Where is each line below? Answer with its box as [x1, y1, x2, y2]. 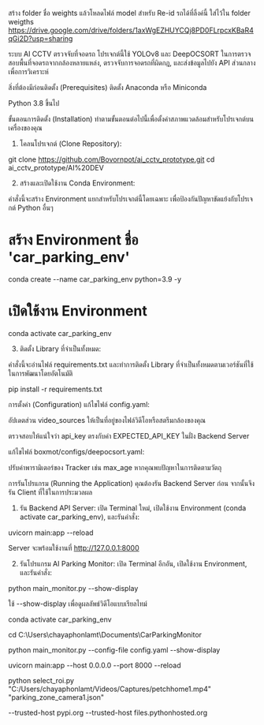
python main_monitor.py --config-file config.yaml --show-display [8, 645, 221, 655]
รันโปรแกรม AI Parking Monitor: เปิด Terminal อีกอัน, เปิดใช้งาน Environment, [19, 559, 247, 568]
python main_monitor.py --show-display [8, 583, 139, 592]
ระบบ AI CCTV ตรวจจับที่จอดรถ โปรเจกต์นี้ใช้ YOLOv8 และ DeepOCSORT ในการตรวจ [8, 49, 251, 58]
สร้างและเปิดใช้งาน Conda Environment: [19, 178, 136, 188]
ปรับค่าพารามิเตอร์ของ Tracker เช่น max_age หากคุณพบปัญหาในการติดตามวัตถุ [8, 462, 222, 472]
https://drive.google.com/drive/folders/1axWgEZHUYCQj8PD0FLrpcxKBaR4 [8, 25, 254, 35]
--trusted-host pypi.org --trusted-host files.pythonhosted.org [8, 708, 208, 717]
